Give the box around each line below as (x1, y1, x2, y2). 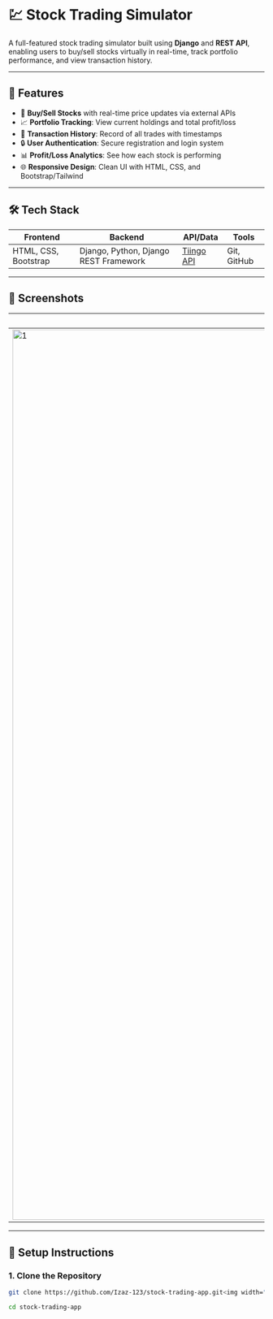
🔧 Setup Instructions (8, 1245, 115, 1259)
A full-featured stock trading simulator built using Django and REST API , (8, 37, 250, 48)
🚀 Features (8, 86, 64, 101)
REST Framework (79, 255, 146, 266)
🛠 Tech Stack (8, 203, 80, 217)
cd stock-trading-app (8, 1303, 82, 1311)
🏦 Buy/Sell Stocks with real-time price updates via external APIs (19, 108, 236, 118)
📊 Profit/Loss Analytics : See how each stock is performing (19, 150, 222, 160)
